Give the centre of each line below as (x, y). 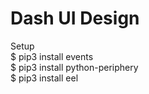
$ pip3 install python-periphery (74, 67)
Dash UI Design (75, 18)
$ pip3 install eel (44, 78)
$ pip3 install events (52, 56)
